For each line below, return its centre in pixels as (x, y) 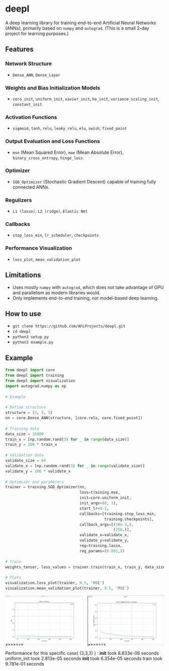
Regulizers (19, 200)
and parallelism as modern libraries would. (56, 293)
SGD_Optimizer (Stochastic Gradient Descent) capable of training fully (84, 182)
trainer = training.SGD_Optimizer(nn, (46, 487)
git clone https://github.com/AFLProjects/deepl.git (69, 326)
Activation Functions (31, 117)
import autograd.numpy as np (36, 386)
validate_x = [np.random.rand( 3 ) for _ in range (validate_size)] (75, 466)
